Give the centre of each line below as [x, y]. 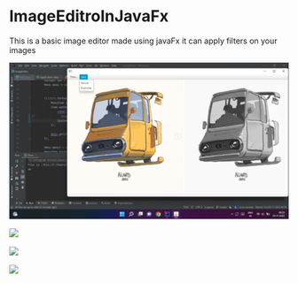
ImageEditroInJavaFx [89, 16]
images [23, 50]
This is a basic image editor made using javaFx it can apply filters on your [143, 41]
